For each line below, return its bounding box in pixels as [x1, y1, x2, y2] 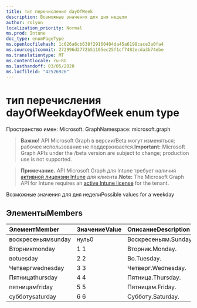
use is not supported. [20, 156, 72, 163]
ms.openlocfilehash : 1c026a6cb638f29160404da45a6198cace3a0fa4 [6, 42, 164, 48]
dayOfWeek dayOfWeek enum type [6, 106, 180, 120]
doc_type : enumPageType [6, 36, 64, 42]
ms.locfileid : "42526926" [6, 69, 69, 75]
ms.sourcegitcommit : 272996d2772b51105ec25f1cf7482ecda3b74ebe [6, 47, 164, 53]
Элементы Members [6, 208, 83, 218]
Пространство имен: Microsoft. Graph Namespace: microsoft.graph [6, 126, 171, 133]
